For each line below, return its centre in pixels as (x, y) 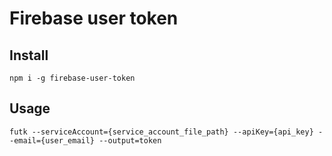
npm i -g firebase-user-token (72, 78)
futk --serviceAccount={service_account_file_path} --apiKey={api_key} (161, 132)
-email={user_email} (52, 140)
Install (29, 55)
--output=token (130, 140)
